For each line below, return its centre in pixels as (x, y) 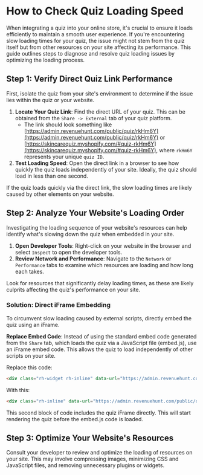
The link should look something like (68, 124)
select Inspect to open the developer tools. (69, 252)
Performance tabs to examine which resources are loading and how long (104, 265)
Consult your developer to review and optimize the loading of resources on (99, 453)
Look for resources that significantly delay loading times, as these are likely (100, 283)
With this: (18, 390)
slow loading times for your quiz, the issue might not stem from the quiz (96, 40)
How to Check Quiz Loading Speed (95, 11)
